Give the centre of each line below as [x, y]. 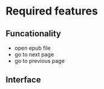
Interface [23, 80]
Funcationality [34, 34]
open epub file [32, 48]
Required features [52, 11]
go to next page [34, 54]
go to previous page [39, 61]
